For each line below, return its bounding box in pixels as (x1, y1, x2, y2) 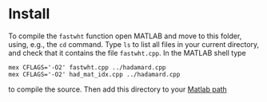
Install (8, 5, 50, 23)
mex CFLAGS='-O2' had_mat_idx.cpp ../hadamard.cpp (8, 70, 181, 78)
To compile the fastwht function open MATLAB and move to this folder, (8, 31, 242, 41)
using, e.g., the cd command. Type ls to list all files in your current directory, (8, 39, 260, 49)
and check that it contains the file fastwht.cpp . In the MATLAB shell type (8, 48, 246, 57)
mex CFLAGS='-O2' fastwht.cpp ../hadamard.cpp (8, 63, 166, 72)
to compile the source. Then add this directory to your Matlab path (8, 84, 228, 94)
